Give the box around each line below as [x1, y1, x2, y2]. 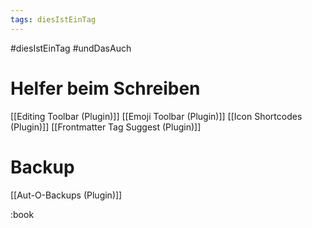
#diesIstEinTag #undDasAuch [10, 42, 132, 54]
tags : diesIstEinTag [10, 14, 97, 25]
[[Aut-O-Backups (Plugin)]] [10, 189, 123, 201]
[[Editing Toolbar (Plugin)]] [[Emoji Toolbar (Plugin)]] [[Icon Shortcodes [10, 110, 303, 122]
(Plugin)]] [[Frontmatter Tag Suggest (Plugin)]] [10, 121, 202, 133]
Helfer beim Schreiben [10, 77, 201, 100]
